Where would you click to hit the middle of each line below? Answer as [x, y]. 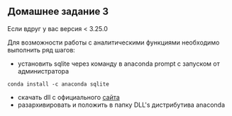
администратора [43, 71]
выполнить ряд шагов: [42, 50]
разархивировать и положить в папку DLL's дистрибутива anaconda [121, 105]
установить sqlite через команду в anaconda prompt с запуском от [118, 64]
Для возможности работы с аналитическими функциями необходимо [114, 42]
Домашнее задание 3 [58, 12]
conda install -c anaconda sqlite [59, 84]
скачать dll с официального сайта [69, 97]
